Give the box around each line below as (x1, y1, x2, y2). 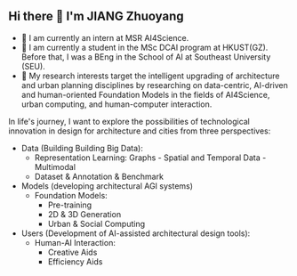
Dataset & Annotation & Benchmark (34, 171, 164, 182)
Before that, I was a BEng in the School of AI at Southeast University (20, 51, 271, 62)
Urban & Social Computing (47, 218, 146, 229)
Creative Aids (47, 247, 98, 257)
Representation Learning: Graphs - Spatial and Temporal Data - (34, 152, 267, 163)
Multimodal (34, 161, 76, 172)
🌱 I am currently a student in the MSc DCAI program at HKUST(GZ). (20, 42, 269, 53)
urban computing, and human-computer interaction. (20, 99, 213, 110)
